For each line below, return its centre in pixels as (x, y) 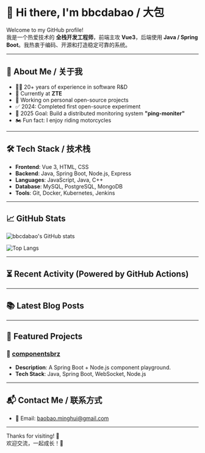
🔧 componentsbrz (34, 354)
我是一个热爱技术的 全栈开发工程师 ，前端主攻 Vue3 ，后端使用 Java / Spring (102, 37)
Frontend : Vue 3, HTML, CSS (52, 167)
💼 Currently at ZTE (38, 93)
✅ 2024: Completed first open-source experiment (78, 106)
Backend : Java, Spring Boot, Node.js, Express (73, 173)
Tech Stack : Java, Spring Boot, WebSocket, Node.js (81, 373)
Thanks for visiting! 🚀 (33, 436)
